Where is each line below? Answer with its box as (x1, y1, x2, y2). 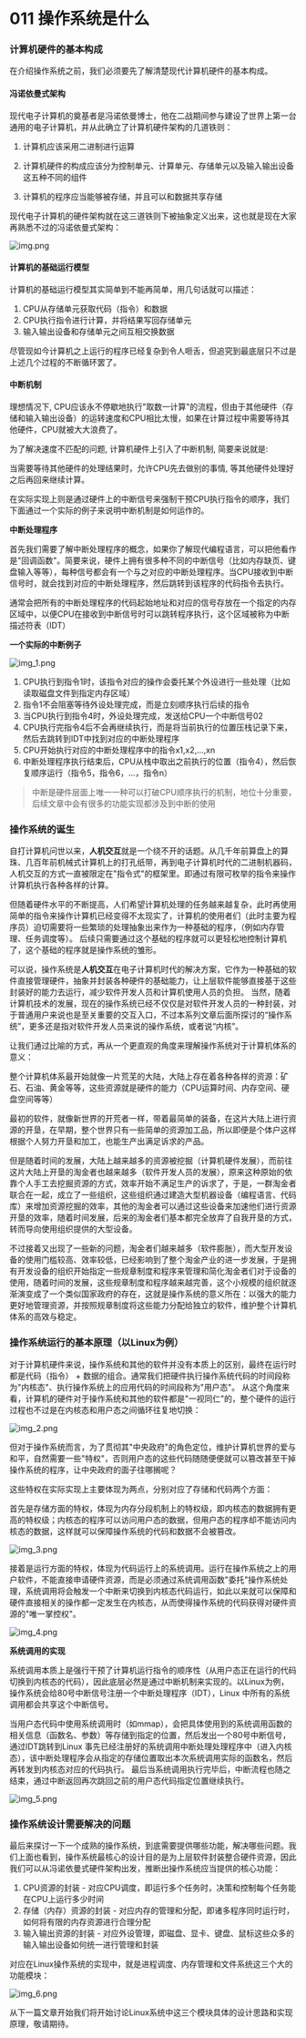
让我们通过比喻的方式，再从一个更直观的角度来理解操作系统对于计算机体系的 (9, 1040, 297, 1051)
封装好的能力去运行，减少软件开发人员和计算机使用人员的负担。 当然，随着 (9, 987, 291, 998)
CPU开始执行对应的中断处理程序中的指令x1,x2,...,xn (22, 744, 216, 756)
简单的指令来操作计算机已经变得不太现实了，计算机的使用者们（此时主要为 (9, 910, 289, 921)
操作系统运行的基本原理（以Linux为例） (9, 1336, 184, 1349)
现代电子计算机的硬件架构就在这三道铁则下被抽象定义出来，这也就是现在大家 (9, 210, 297, 221)
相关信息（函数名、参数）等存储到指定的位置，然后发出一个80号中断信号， (9, 1729, 291, 1740)
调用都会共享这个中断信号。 (9, 1698, 114, 1709)
